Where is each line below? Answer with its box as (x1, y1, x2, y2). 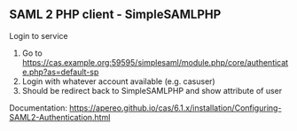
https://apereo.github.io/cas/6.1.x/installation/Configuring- (69, 102, 282, 113)
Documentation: (9, 102, 68, 113)
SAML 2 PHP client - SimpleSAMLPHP (9, 7, 222, 22)
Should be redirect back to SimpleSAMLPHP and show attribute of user (21, 85, 283, 96)
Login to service (9, 30, 68, 41)
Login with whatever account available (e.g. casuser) (21, 75, 215, 87)
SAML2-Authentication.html (9, 112, 111, 122)
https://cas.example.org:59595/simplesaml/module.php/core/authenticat (21, 57, 289, 67)
